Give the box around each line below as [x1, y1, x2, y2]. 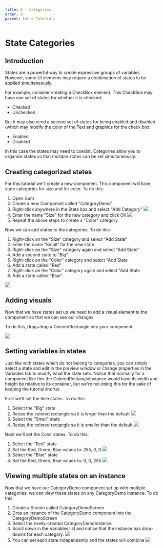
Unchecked [12, 110, 36, 115]
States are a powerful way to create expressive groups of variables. [5, 69, 141, 76]
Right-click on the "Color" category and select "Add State [12, 257, 128, 263]
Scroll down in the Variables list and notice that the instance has [12, 525, 141, 531]
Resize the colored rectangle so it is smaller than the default [12, 422, 133, 428]
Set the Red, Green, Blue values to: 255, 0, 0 [12, 446, 102, 453]
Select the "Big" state [12, 405, 56, 411]
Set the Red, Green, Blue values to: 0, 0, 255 [12, 457, 102, 463]
